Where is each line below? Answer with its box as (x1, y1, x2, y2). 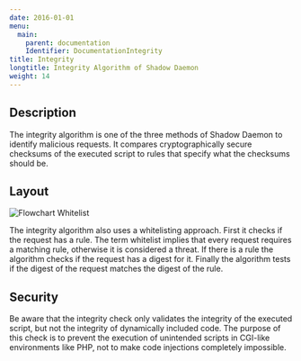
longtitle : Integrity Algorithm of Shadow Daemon (9, 64, 199, 73)
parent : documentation (25, 38, 111, 48)
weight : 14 (9, 72, 50, 81)
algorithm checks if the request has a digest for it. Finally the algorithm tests (9, 254, 291, 265)
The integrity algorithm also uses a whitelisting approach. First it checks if (9, 225, 283, 236)
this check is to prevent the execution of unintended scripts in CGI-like (9, 332, 270, 343)
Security (9, 289, 58, 304)
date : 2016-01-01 (9, 13, 75, 23)
